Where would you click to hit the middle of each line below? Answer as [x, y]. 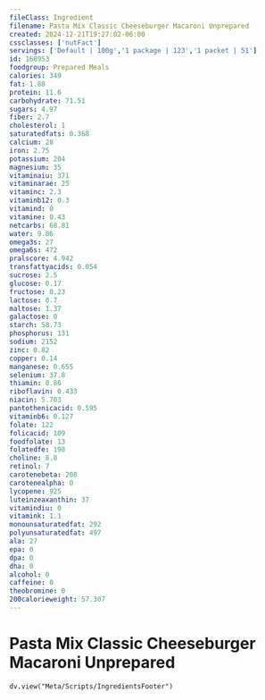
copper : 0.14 [33, 358]
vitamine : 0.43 [37, 217]
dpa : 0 [21, 558]
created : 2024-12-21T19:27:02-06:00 [77, 34]
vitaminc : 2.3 [36, 192]
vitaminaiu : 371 [39, 175]
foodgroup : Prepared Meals [59, 68]
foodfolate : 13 [37, 442]
